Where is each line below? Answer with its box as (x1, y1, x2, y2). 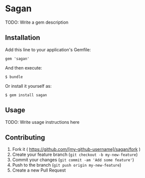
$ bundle (5, 74, 23, 79)
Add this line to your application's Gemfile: (5, 46, 91, 52)
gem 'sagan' (5, 56, 29, 61)
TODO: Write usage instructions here (5, 119, 80, 125)
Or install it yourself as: (5, 83, 52, 89)
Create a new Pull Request (12, 167, 66, 173)
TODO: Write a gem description (5, 19, 69, 25)
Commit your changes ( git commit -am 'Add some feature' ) (12, 157, 134, 163)
